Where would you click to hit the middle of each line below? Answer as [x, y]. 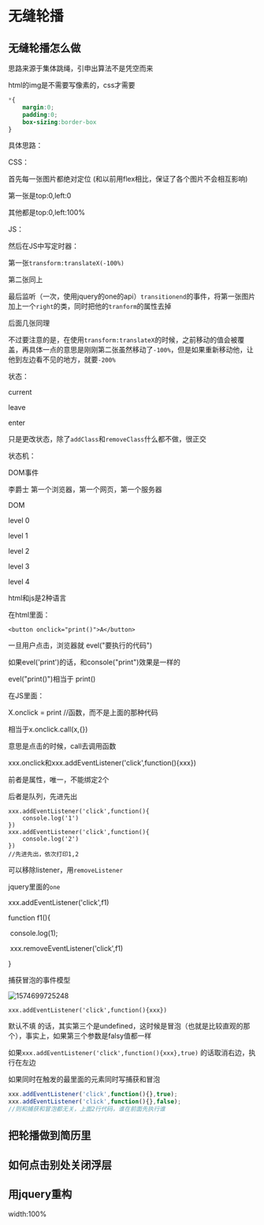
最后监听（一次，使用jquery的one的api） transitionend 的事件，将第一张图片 [132, 296]
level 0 [19, 520]
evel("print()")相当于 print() [52, 679]
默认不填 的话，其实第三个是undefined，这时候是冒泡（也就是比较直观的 [126, 1026]
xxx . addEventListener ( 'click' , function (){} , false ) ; [95, 1102]
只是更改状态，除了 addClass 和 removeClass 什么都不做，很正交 [108, 439]
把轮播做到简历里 [50, 1135]
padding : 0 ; [40, 115]
